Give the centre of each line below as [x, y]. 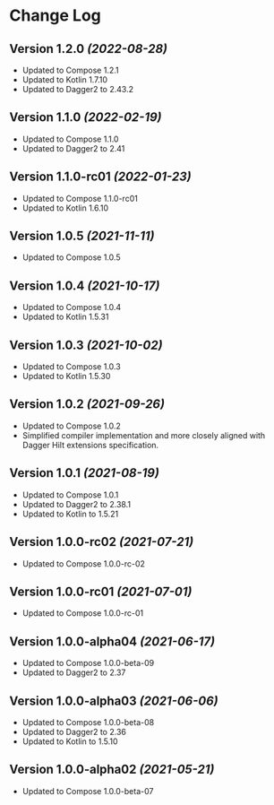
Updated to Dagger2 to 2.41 [73, 148]
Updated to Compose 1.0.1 [70, 495]
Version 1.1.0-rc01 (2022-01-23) [100, 177]
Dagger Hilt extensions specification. [90, 445]
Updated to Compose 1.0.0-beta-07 [88, 791]
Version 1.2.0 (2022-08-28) [89, 49]
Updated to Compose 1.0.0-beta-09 [88, 663]
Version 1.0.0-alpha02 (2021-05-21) [112, 770]
